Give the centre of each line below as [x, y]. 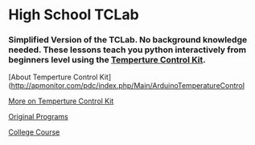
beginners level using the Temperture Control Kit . [107, 60]
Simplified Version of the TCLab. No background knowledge [128, 40]
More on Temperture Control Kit [61, 101]
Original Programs [38, 117]
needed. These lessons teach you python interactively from [127, 50]
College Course [34, 132]
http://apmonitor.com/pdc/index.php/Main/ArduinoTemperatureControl [128, 86]
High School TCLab [74, 15]
